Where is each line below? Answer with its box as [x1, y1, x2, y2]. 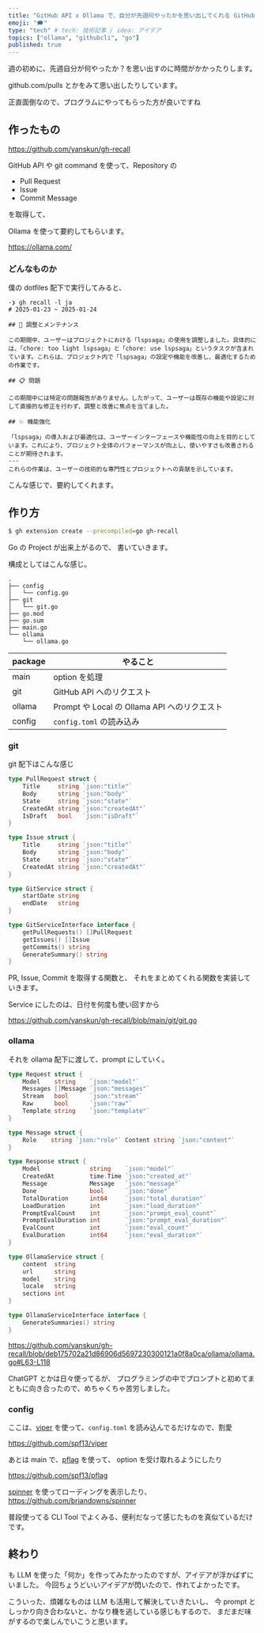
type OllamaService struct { [8, 1252, 104, 1261]
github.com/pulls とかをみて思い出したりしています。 [8, 81, 182, 90]
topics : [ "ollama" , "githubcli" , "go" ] [8, 33, 140, 42]
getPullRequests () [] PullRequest [22, 928, 133, 936]
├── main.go [8, 623, 47, 632]
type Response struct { [8, 1157, 87, 1166]
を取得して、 [8, 209, 50, 218]
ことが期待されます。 [8, 450, 67, 458]
